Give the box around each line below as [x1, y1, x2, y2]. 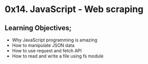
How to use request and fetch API [12, 48, 82, 53]
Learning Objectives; [5, 24, 72, 32]
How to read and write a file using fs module [12, 53, 104, 59]
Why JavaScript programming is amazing [12, 37, 97, 43]
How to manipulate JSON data [12, 42, 75, 48]
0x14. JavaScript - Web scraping [5, 4, 143, 15]
